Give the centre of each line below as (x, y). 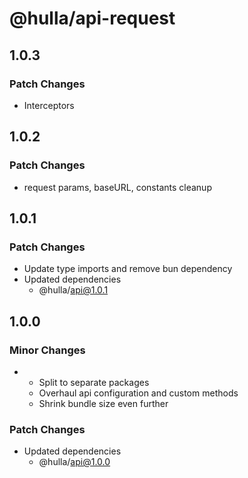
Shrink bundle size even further (103, 403)
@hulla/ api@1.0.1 (73, 290)
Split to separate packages (94, 382)
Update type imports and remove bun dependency (128, 269)
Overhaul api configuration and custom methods (138, 393)
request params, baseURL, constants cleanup (117, 187)
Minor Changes (47, 350)
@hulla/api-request (92, 18)
